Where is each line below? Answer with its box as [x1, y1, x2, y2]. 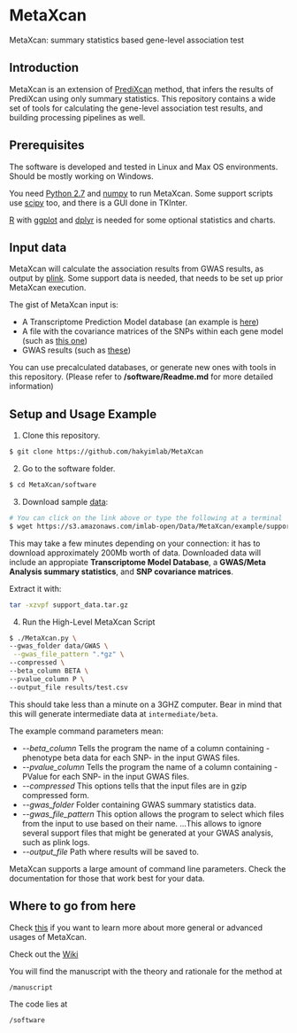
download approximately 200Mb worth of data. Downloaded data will [9, 547, 262, 558]
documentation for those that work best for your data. [9, 873, 205, 883]
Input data [9, 240, 67, 255]
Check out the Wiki [9, 949, 79, 959]
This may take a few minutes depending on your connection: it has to [9, 538, 261, 548]
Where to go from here [9, 898, 136, 913]
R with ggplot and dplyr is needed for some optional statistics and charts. [9, 214, 276, 225]
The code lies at [9, 998, 68, 1010]
